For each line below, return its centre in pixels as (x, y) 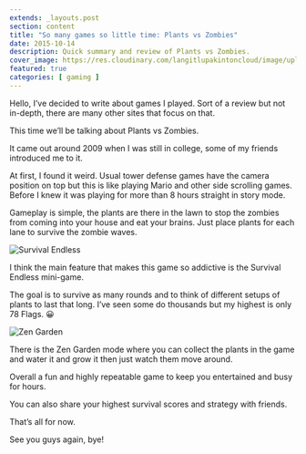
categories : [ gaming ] (55, 77)
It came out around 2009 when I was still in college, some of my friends (144, 148)
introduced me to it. (46, 158)
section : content (42, 26)
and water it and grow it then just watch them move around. (121, 359)
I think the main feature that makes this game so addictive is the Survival (145, 267)
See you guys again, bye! (57, 439)
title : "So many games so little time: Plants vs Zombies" (124, 35)
